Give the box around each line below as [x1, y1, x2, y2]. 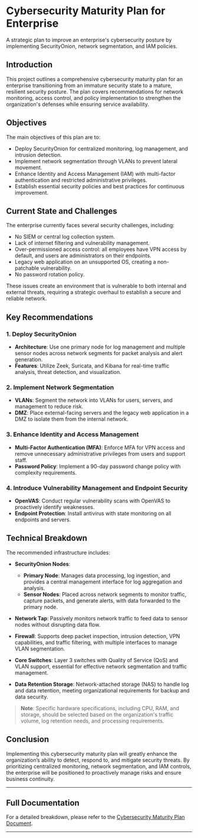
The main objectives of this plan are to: [6, 133, 101, 140]
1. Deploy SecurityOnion [6, 330, 77, 338]
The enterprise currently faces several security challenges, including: [6, 222, 175, 229]
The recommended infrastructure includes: [6, 549, 111, 556]
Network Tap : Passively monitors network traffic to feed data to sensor [14, 614, 188, 622]
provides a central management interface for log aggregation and [23, 578, 183, 585]
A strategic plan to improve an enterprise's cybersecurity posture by [6, 36, 172, 43]
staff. [14, 456, 28, 463]
